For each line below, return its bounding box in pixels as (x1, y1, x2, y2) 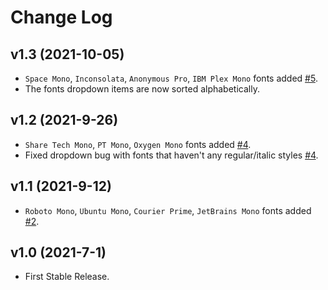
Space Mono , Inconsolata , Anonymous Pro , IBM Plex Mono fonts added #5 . (24, 72, 318, 84)
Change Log (10, 6, 113, 29)
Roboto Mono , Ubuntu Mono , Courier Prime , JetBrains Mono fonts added (24, 204, 312, 216)
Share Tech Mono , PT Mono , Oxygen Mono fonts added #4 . (24, 138, 252, 150)
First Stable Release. (24, 271, 110, 283)
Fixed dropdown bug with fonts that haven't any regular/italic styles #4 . (24, 149, 319, 161)
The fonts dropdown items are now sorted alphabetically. (24, 83, 260, 95)
